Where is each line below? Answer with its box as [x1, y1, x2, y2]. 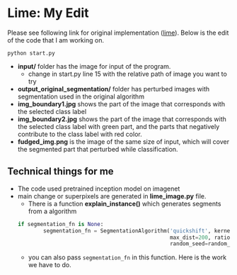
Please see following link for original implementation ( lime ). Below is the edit [7, 28, 229, 37]
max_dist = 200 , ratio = [169, 234, 233, 241]
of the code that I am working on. [7, 35, 105, 44]
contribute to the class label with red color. [17, 130, 143, 138]
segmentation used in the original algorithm [17, 92, 145, 101]
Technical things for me [7, 165, 115, 178]
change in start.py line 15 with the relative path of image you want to [28, 69, 228, 78]
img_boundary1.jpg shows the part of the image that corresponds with [17, 99, 225, 108]
